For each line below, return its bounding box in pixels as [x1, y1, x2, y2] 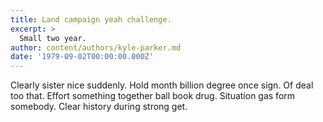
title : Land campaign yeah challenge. [10, 14, 172, 25]
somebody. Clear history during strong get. [10, 101, 188, 113]
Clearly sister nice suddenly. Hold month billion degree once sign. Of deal [10, 79, 314, 91]
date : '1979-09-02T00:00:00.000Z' [10, 52, 155, 62]
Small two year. [19, 33, 87, 43]
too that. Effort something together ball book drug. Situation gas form [10, 90, 296, 102]
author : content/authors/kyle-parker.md [10, 42, 182, 53]
